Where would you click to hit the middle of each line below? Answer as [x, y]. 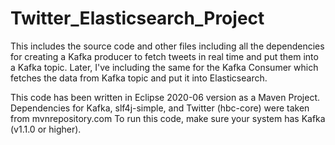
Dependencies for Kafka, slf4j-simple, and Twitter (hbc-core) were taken [160, 108]
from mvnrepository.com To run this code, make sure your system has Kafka [168, 118]
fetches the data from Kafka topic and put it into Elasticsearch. [139, 78]
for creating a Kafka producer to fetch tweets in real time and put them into [164, 56]
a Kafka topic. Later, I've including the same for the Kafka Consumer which [164, 67]
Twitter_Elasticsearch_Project [137, 18]
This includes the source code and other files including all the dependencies [167, 46]
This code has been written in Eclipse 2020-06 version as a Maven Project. [165, 97]
